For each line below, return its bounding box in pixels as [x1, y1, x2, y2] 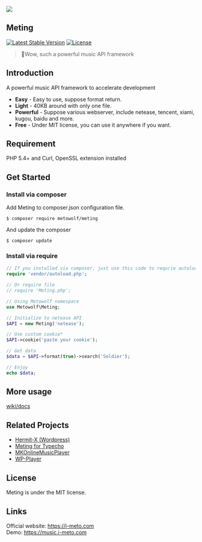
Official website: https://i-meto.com [6, 522, 94, 529]
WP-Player [14, 455, 42, 462]
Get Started [6, 172, 50, 182]
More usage [6, 386, 52, 397]
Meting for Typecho [14, 443, 64, 450]
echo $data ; [6, 370, 36, 376]
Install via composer [6, 190, 67, 198]
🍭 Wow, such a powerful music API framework [20, 50, 134, 57]
